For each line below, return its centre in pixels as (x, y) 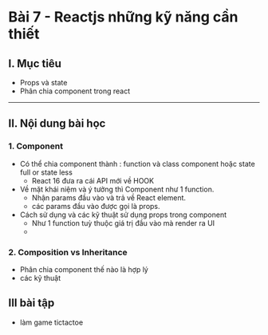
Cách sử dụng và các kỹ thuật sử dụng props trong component (123, 215)
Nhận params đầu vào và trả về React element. (108, 197)
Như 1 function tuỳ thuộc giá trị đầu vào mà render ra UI (123, 223)
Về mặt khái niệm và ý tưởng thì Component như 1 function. (117, 189)
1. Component (36, 146)
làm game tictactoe (51, 322)
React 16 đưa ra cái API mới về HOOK (93, 180)
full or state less (46, 172)
